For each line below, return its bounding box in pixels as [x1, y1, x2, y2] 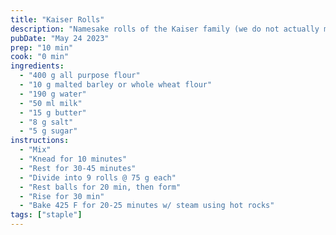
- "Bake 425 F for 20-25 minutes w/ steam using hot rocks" [19, 201, 275, 211]
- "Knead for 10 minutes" [19, 154, 128, 164]
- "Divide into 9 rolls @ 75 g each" [19, 172, 177, 183]
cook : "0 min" [10, 52, 70, 62]
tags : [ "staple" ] [10, 210, 83, 220]
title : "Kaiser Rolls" [10, 14, 105, 25]
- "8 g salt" [19, 117, 74, 127]
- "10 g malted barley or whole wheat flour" [19, 80, 213, 90]
